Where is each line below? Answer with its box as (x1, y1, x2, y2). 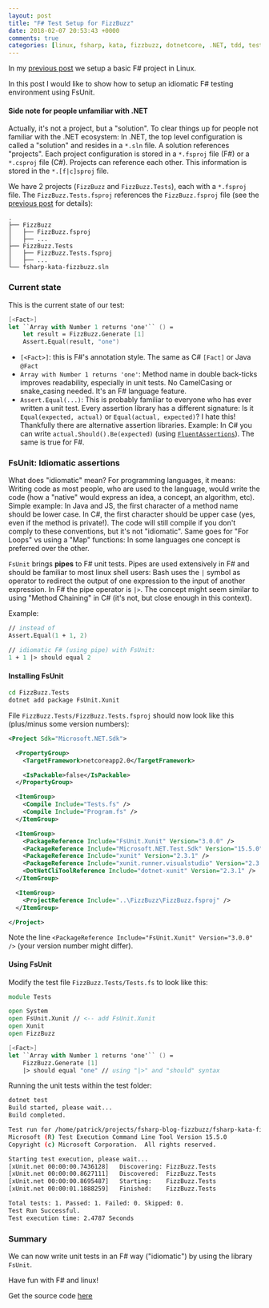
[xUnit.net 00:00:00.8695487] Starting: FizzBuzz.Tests (8, 1177, 217, 1185)
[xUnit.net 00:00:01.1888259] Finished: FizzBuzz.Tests (8, 1185, 217, 1193)
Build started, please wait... (8, 1104, 113, 1112)
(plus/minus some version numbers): (8, 718, 130, 729)
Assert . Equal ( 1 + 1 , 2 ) (8, 632, 88, 640)
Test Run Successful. (8, 1206, 81, 1214)
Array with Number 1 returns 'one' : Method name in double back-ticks (19, 369, 258, 379)
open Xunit (8, 1022, 45, 1030)
